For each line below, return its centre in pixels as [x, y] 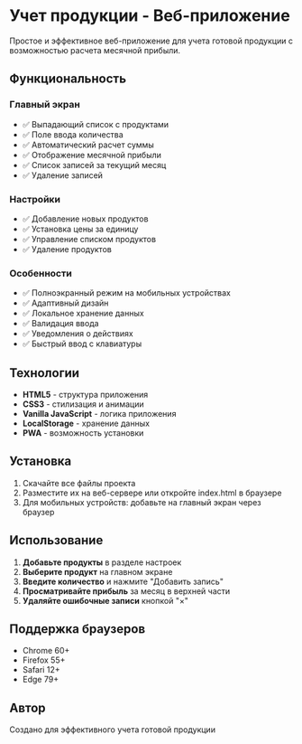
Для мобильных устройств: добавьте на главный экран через [142, 502]
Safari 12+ [41, 670]
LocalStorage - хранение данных [86, 424]
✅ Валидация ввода [60, 324]
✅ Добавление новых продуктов [85, 219]
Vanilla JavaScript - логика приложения [99, 414]
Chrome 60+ [46, 651]
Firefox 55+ [44, 660]
